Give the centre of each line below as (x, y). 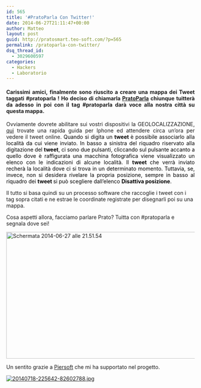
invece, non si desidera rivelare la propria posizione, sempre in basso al (100, 175)
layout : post (22, 34)
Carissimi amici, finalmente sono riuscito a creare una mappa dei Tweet (100, 92)
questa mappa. (25, 111)
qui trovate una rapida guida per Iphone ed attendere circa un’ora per (100, 131)
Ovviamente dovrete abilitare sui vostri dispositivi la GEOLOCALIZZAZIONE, (100, 124)
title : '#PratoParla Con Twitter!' (51, 17)
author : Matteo (25, 28)
